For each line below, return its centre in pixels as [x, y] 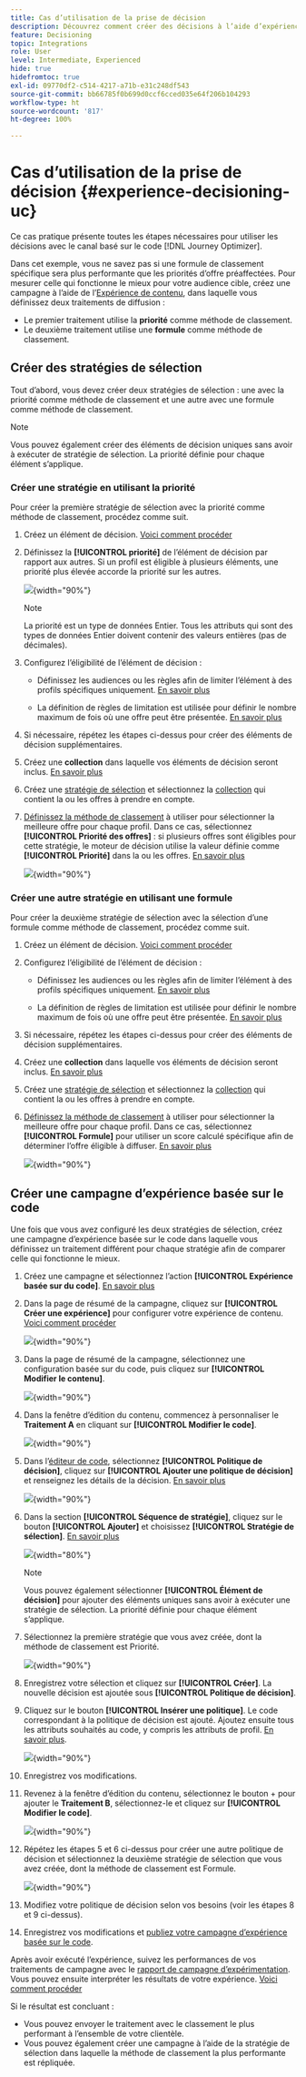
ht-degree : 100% [41, 119]
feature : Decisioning [51, 35]
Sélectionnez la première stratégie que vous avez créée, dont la [143, 1637]
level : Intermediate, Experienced [76, 60]
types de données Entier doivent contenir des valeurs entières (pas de [155, 636]
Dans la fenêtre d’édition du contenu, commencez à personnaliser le [151, 1415]
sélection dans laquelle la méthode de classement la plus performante [154, 2053]
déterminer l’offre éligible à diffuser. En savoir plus [118, 1146]
